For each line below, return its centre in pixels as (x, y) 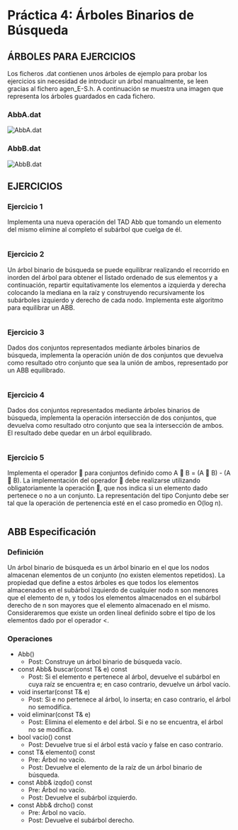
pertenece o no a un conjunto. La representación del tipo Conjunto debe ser (118, 496)
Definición (25, 552)
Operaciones (30, 639)
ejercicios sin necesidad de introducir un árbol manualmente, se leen (108, 81)
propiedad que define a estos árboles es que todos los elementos (103, 583)
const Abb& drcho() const (55, 805)
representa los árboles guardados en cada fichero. (81, 96)
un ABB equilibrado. (36, 370)
